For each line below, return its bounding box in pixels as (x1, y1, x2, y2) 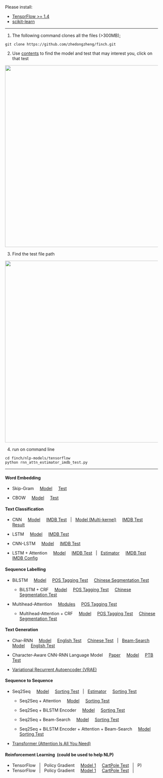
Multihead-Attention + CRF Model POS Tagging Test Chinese (19, 610, 156, 616)
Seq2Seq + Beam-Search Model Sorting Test (19, 717, 119, 723)
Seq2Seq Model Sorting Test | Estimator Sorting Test (12, 688, 137, 695)
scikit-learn (12, 19, 35, 24)
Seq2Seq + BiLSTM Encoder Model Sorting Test (19, 707, 125, 713)
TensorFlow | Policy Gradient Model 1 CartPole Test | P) (12, 762, 142, 768)
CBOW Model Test (12, 495, 59, 501)
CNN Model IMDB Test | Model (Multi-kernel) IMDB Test (12, 517, 143, 523)
